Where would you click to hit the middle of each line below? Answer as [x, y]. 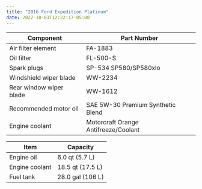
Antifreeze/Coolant [113, 129]
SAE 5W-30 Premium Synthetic [131, 104]
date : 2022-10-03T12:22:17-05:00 [48, 18]
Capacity [81, 147]
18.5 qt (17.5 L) [80, 167]
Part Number [139, 38]
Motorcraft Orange [113, 122]
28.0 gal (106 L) [80, 177]
